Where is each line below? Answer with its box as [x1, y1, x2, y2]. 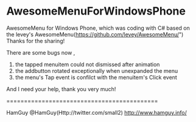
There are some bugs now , [6, 49, 75, 56]
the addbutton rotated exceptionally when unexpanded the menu [15, 67, 178, 74]
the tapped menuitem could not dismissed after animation [15, 61, 160, 68]
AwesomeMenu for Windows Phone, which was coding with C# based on [6, 24, 191, 32]
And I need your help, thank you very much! [6, 85, 116, 92]
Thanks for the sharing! [6, 37, 65, 44]
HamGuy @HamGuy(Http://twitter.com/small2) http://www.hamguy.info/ [6, 109, 187, 116]
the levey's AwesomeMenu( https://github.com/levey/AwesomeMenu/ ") [6, 30, 184, 38]
